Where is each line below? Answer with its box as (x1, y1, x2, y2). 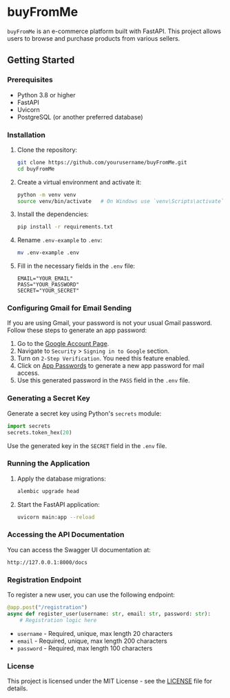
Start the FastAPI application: (17, 500, 100, 508)
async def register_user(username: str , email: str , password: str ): (7, 610, 211, 618)
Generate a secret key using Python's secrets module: (7, 409, 162, 418)
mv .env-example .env (17, 249, 79, 256)
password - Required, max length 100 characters (17, 643, 153, 652)
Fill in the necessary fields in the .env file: (17, 262, 136, 270)
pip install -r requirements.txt (17, 224, 114, 231)
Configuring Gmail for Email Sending (7, 303, 132, 313)
